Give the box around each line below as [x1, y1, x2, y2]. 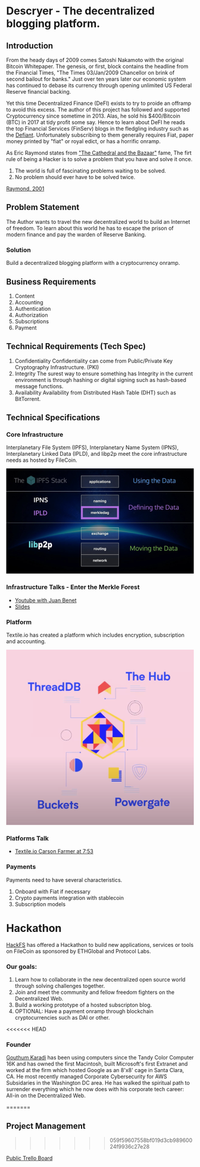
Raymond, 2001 [6, 185, 45, 192]
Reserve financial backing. [6, 88, 71, 95]
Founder [6, 1040, 32, 1048]
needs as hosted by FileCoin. [6, 456, 77, 464]
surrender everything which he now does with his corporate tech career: [6, 1086, 185, 1093]
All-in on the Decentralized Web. [6, 1092, 86, 1099]
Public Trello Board [6, 1154, 53, 1162]
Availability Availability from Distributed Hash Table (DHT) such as [14, 389, 177, 396]
